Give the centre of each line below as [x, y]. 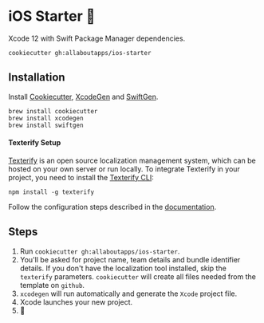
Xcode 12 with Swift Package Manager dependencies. [97, 38]
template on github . [52, 285]
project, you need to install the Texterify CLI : [81, 177]
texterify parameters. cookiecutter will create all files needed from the [138, 276]
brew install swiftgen [46, 125]
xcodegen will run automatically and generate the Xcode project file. [128, 293]
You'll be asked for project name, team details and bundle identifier [130, 259]
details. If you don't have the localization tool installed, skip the [123, 268]
